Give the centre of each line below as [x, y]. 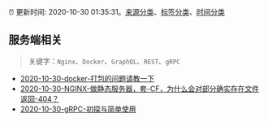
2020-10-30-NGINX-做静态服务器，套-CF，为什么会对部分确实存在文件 [140, 89]
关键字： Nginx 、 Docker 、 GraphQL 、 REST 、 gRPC [104, 61]
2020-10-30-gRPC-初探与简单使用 [78, 109]
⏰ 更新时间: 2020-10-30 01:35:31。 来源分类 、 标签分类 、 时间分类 [117, 12]
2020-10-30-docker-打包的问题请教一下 [87, 78]
